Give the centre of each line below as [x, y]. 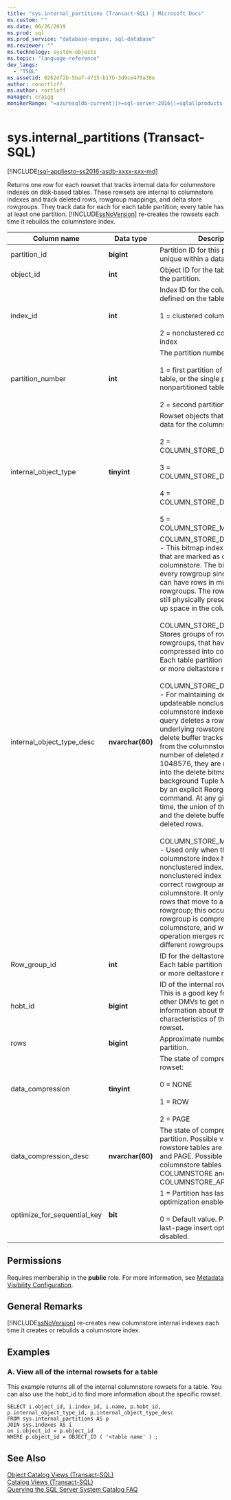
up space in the [184, 608]
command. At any [188, 798]
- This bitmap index [191, 547]
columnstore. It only [191, 893]
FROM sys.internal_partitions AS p [58, 1419]
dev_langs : [23, 65]
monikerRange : [27, 104]
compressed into [187, 651]
